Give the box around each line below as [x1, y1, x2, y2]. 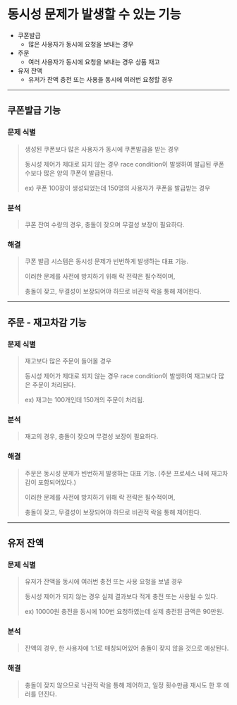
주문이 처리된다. [32, 380, 76, 389]
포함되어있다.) [37, 478, 76, 486]
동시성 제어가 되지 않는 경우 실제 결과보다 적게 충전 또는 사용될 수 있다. [24, 592, 219, 601]
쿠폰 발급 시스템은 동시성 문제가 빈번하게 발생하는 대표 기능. [24, 257, 189, 265]
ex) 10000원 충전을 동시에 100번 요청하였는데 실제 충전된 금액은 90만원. [24, 608, 224, 616]
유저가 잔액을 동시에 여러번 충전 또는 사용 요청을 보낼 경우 [24, 577, 183, 586]
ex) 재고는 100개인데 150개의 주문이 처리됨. [24, 395, 145, 404]
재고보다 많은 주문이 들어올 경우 [24, 356, 111, 365]
